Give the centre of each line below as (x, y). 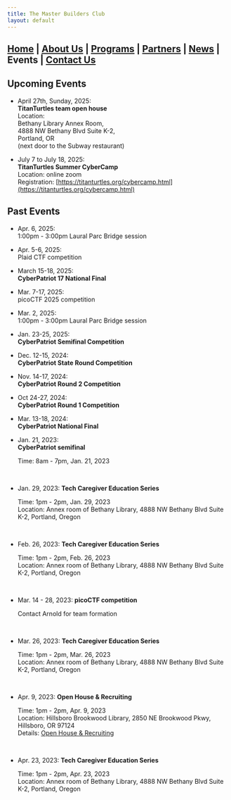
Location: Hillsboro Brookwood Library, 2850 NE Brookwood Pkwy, (114, 718)
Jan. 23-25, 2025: (44, 334)
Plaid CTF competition (49, 257)
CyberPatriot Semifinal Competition (71, 342)
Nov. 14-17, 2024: (42, 376)
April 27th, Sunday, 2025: (54, 101)
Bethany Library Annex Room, (60, 123)
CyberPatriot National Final (58, 426)
